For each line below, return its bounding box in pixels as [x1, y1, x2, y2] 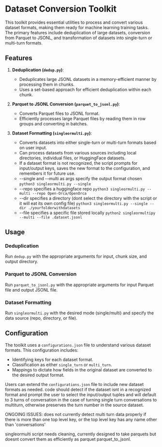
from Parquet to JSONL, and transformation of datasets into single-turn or [5, 35, 152, 41]
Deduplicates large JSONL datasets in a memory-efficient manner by [19, 76, 157, 82]
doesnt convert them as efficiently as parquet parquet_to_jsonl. [5, 436, 132, 442]
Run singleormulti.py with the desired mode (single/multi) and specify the [5, 310, 154, 316]
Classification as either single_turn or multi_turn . [12, 362, 112, 368]
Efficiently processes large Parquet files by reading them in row [19, 115, 146, 122]
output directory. [5, 259, 39, 264]
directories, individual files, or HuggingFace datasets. [19, 155, 126, 161]
